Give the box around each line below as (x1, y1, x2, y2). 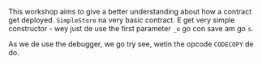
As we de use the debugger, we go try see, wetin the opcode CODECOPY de (8, 39, 254, 49)
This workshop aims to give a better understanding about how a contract (8, 7, 252, 16)
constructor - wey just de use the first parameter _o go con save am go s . (8, 24, 254, 33)
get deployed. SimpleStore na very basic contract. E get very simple (8, 15, 235, 25)
